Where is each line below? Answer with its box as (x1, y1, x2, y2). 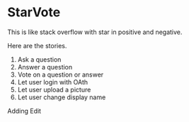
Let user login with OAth (17, 77, 88, 86)
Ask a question (17, 55, 62, 64)
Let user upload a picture (17, 85, 91, 94)
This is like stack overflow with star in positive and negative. (7, 28, 183, 36)
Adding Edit (7, 106, 41, 115)
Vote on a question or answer (17, 70, 104, 79)
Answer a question (17, 62, 73, 71)
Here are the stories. (7, 41, 67, 50)
